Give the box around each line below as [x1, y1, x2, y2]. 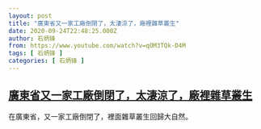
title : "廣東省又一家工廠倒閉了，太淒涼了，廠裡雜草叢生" [8, 19, 179, 27]
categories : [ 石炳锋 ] [8, 57, 85, 65]
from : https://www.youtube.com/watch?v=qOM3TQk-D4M [8, 42, 186, 50]
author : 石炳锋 [8, 34, 56, 43]
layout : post [8, 11, 53, 20]
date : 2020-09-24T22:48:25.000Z [8, 27, 117, 35]
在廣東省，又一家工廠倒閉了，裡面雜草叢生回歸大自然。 [8, 111, 192, 121]
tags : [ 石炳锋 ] [8, 49, 63, 57]
